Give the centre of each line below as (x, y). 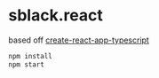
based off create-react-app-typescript (79, 40)
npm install (30, 56)
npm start (27, 64)
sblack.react (56, 16)
